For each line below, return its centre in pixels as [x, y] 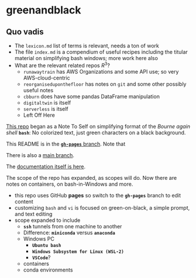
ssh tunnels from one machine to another [73, 226]
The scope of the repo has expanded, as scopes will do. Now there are [92, 178]
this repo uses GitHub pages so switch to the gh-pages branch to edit [98, 195]
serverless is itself [46, 109]
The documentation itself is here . [46, 166]
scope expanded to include [47, 220]
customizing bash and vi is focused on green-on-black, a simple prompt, [102, 207]
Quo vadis [25, 32]
